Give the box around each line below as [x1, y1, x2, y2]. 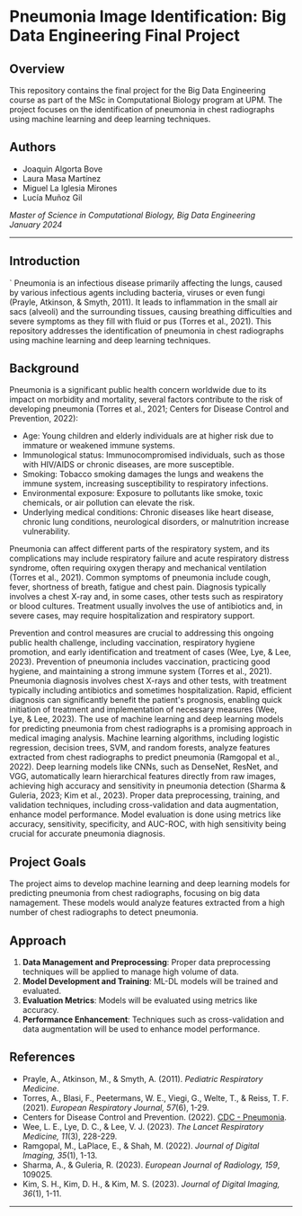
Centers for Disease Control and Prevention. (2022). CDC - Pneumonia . [22, 1112, 288, 1123]
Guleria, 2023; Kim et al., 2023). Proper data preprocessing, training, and [9, 790, 280, 801]
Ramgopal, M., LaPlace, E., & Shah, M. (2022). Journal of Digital [22, 1140, 260, 1151]
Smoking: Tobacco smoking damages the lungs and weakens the [22, 469, 264, 480]
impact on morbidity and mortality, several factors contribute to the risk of [9, 394, 283, 405]
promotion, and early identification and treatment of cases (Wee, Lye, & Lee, [9, 647, 292, 658]
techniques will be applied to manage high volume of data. [22, 966, 240, 977]
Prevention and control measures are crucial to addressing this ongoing [9, 627, 274, 639]
